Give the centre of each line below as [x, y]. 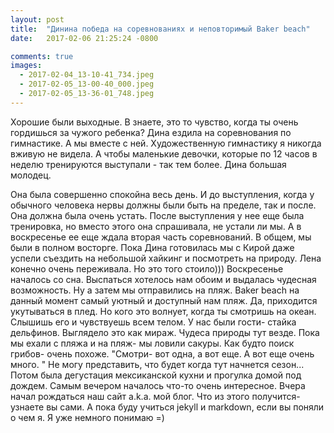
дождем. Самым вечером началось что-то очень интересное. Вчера [158, 385]
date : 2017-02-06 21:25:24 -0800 [84, 38]
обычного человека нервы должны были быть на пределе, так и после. [163, 205]
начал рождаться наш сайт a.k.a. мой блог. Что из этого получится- [155, 396]
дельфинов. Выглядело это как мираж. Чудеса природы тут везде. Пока [165, 332]
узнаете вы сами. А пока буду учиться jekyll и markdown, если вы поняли [167, 407]
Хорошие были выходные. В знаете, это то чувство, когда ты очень [154, 122]
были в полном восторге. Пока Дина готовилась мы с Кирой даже [152, 247]
